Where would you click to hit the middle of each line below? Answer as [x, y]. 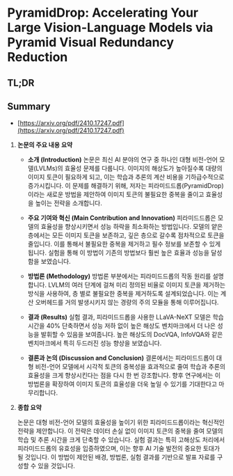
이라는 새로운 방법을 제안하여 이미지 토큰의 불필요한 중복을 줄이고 [116, 195]
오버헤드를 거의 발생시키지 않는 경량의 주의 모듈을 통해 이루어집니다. [127, 302]
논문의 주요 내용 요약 [45, 145]
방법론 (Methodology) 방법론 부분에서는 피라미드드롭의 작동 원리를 [119, 276]
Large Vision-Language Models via [110, 27]
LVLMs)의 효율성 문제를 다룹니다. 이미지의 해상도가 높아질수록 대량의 [129, 168]
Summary [29, 106]
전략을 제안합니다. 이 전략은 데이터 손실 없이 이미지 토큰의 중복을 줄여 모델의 [120, 431]
